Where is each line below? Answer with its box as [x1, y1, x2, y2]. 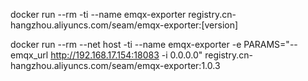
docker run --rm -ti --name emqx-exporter [10, 9, 187, 20]
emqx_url [10, 49, 49, 61]
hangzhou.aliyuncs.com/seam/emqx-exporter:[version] [10, 19, 239, 31]
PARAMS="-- [243, 39, 298, 50]
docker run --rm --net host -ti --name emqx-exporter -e [10, 39, 242, 50]
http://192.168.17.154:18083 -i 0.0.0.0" [50, 49, 203, 61]
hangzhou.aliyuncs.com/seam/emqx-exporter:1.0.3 [10, 60, 221, 71]
